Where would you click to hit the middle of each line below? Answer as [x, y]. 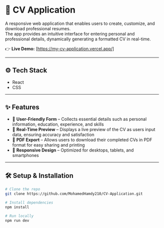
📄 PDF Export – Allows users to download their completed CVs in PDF [82, 140]
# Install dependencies [29, 203]
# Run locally [20, 216]
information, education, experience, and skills [58, 124]
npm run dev [17, 220]
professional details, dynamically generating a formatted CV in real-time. [78, 39]
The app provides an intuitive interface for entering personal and [70, 34]
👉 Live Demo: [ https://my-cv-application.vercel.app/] [60, 49]
